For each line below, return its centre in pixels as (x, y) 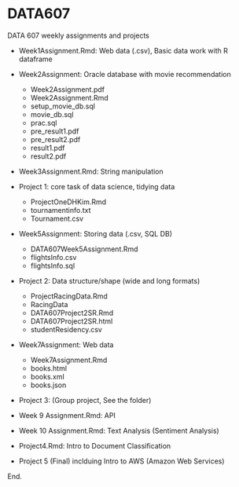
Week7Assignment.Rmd (69, 360)
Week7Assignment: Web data (66, 344)
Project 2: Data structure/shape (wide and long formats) (109, 280)
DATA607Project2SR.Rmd (72, 313)
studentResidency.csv (66, 329)
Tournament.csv (57, 218)
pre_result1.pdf (55, 131)
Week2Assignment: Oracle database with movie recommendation (125, 74)
